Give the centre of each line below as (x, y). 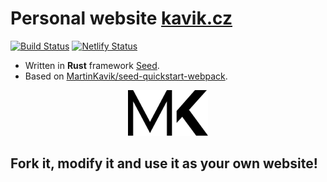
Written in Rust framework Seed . (92, 65)
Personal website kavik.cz (121, 18)
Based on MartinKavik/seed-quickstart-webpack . (126, 76)
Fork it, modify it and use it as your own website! (164, 163)
